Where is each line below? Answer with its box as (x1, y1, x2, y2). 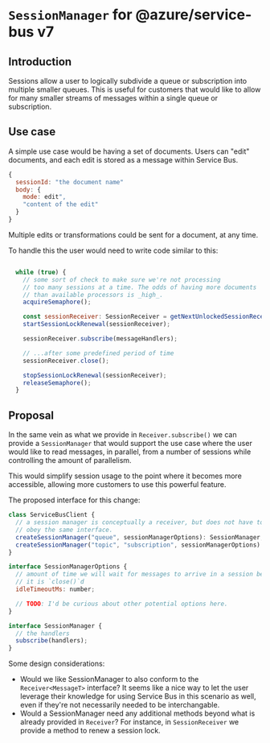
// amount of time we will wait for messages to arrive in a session (15, 570, 253, 579)
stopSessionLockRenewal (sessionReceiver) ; (22, 371, 167, 379)
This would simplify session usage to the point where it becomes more (8, 471, 243, 481)
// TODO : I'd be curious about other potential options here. (15, 600, 228, 608)
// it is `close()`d (15, 578, 84, 586)
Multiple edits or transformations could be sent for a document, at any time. (8, 229, 259, 239)
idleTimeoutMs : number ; (15, 585, 95, 593)
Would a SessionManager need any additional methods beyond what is (19, 708, 256, 718)
